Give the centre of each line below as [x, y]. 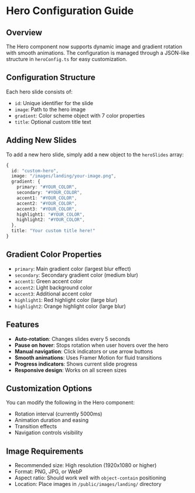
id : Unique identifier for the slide [54, 103]
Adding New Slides [42, 140]
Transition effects [36, 427]
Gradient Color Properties [54, 255]
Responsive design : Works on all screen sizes [71, 370]
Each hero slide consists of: [40, 92]
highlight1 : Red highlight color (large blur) [66, 300]
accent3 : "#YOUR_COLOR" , [47, 209]
